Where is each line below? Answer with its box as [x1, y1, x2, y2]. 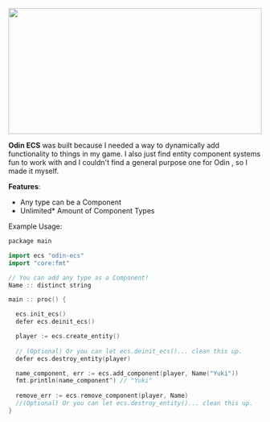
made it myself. [8, 166, 59, 176]
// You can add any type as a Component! [8, 274, 149, 282]
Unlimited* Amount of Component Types [19, 206, 155, 215]
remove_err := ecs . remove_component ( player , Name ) [15, 391, 189, 400]
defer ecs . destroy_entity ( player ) [15, 354, 131, 362]
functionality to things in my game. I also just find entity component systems [8, 149, 261, 159]
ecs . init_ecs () [15, 310, 67, 318]
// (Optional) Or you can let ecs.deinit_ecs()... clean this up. [15, 347, 243, 355]
